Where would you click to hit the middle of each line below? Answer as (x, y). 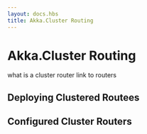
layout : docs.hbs (33, 14)
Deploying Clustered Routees (73, 97)
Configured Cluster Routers (70, 122)
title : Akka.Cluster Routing (50, 21)
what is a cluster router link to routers (62, 75)
